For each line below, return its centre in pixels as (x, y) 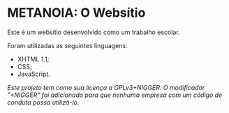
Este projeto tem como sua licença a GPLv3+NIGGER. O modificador (106, 87)
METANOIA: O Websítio (76, 13)
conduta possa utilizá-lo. (43, 102)
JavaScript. (34, 74)
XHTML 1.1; (33, 59)
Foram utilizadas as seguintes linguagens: (67, 45)
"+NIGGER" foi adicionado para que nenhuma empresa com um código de (115, 95)
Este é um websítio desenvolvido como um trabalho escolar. (94, 32)
